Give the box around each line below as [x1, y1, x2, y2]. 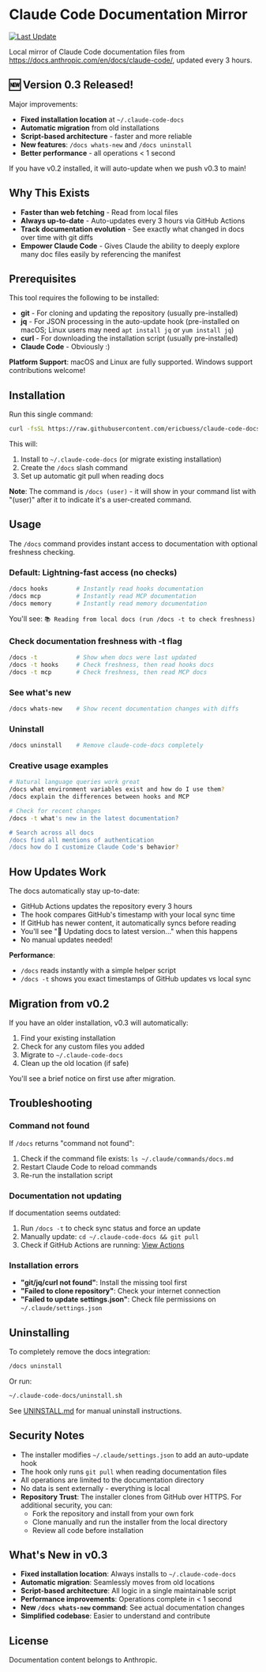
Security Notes [9, 1429, 85, 1443]
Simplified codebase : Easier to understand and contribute [20, 1611, 211, 1621]
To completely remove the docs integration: [9, 1347, 151, 1357]
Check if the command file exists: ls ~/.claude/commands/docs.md [20, 1154, 234, 1163]
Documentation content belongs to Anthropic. [9, 1655, 158, 1665]
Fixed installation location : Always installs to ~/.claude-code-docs [20, 1569, 236, 1579]
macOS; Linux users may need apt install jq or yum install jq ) [20, 326, 234, 335]
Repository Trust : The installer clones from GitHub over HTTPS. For [20, 1492, 242, 1501]
